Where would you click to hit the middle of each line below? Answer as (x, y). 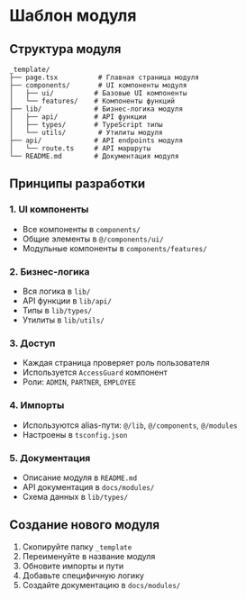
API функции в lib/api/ (67, 300)
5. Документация (50, 458)
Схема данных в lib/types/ (75, 496)
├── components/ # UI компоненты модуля (98, 86)
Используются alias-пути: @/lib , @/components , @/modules (130, 425)
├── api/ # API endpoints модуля (96, 141)
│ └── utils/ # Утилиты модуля (87, 132)
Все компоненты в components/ (82, 229)
